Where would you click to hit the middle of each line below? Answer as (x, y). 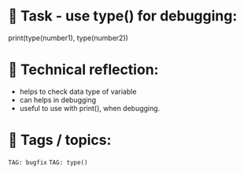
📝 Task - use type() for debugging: (123, 16)
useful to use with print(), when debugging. (90, 108)
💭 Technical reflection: (83, 70)
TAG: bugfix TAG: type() (48, 162)
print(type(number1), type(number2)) (68, 38)
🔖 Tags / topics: (60, 140)
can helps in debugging (58, 100)
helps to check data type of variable (78, 91)
